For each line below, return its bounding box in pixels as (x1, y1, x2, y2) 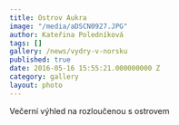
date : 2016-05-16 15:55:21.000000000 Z (9, 64, 161, 73)
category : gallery (9, 72, 79, 82)
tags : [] (9, 38, 43, 48)
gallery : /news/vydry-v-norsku (9, 47, 128, 56)
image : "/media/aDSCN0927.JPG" (9, 22, 128, 31)
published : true (9, 55, 71, 64)
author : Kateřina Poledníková (9, 30, 124, 39)
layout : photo (9, 81, 64, 90)
